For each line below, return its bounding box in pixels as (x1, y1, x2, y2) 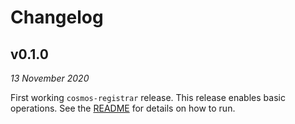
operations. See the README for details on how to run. (10, 102, 236, 114)
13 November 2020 (10, 72, 90, 84)
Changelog (10, 6, 104, 29)
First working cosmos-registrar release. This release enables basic (10, 92, 286, 103)
